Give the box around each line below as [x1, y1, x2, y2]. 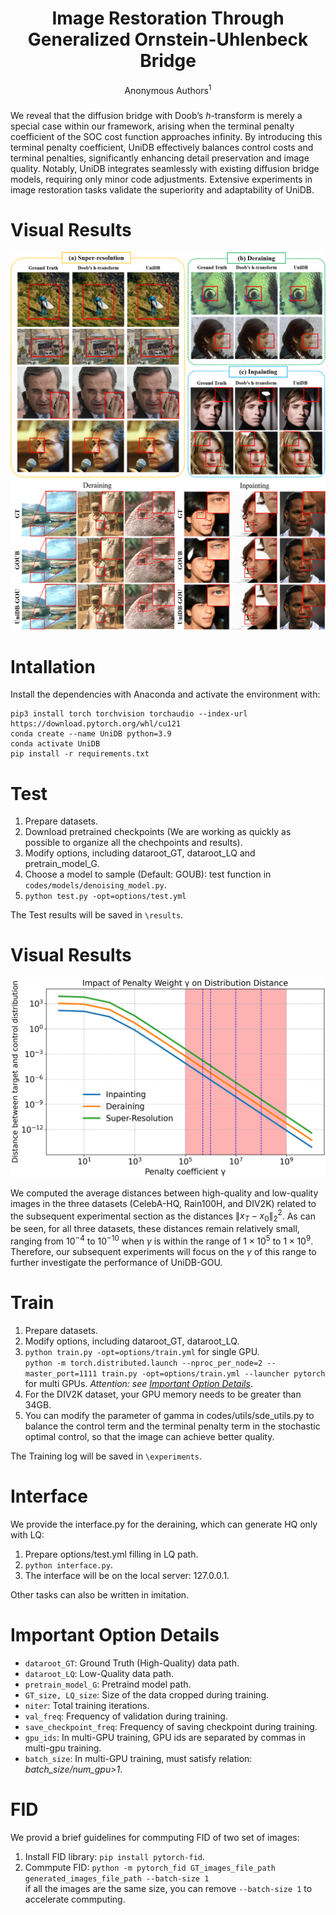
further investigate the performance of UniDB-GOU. [10, 1256, 223, 1268]
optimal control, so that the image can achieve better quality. [24, 1430, 275, 1442]
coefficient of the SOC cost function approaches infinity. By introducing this [10, 130, 323, 142]
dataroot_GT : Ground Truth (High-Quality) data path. [24, 1657, 240, 1669]
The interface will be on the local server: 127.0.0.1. [24, 1569, 230, 1581]
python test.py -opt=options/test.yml [24, 892, 187, 902]
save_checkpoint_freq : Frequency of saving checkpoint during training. [24, 1720, 318, 1732]
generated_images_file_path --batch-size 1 [24, 1873, 210, 1884]
